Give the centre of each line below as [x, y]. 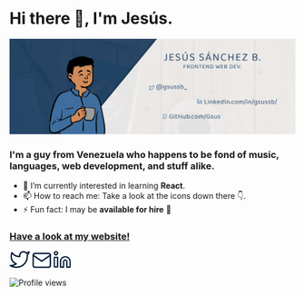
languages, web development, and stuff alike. [112, 165]
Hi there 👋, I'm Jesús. [91, 19]
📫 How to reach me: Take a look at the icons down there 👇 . [134, 196]
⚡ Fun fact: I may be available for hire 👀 [97, 210]
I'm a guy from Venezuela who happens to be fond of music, [144, 154]
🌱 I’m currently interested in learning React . [104, 186]
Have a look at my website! [69, 236]
